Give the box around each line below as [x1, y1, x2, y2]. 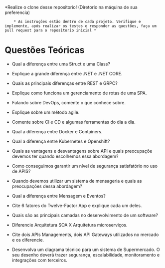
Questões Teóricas [4, 44, 85, 56]
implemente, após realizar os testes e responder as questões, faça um [4, 23, 157, 28]
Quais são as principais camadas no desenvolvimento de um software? [11, 212, 158, 218]
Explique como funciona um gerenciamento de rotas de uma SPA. [11, 90, 147, 96]
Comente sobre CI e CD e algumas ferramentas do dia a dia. [11, 119, 136, 125]
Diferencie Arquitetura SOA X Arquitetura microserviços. [11, 222, 128, 228]
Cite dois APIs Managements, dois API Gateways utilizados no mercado [11, 232, 159, 238]
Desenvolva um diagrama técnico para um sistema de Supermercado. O [11, 247, 160, 253]
